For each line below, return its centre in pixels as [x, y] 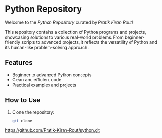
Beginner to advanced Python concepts [52, 75]
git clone [22, 121]
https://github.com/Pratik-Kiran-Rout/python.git [53, 130]
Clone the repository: [33, 112]
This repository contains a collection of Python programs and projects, [76, 32]
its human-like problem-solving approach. [47, 47]
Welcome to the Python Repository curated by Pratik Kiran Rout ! [69, 22]
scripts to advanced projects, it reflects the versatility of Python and [89, 42]
